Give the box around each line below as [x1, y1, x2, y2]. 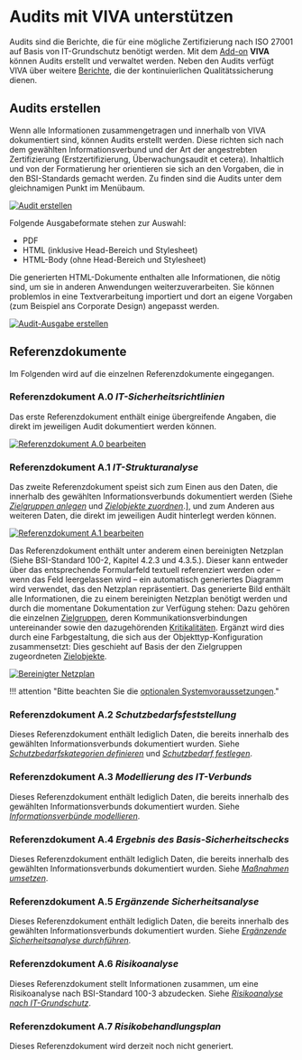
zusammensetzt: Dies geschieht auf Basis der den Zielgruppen [9, 642, 243, 652]
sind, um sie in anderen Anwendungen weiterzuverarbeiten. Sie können [9, 281, 275, 292]
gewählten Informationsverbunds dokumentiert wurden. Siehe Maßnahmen [9, 863, 289, 874]
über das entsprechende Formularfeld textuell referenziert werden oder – [9, 565, 281, 576]
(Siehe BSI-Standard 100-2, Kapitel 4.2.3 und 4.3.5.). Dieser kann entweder [9, 555, 288, 566]
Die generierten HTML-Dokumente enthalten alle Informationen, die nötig [9, 271, 281, 282]
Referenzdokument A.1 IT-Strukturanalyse [9, 461, 199, 474]
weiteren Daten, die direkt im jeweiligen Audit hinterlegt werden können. [9, 511, 277, 521]
